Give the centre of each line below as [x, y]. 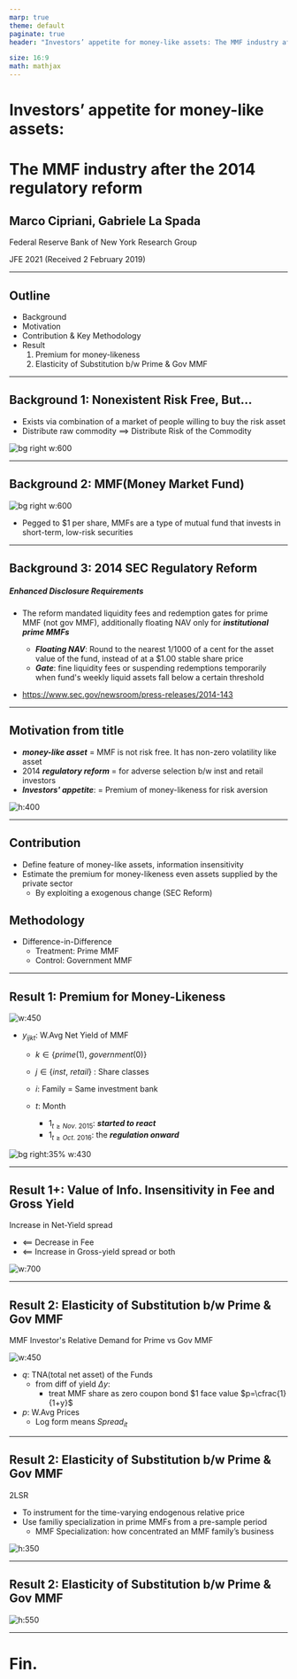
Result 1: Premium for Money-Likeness [118, 996]
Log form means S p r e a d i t [81, 1423]
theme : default [37, 26]
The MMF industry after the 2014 [133, 170]
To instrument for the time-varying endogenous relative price [133, 1512]
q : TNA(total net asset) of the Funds [87, 1375]
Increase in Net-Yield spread [61, 1225]
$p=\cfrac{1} [263, 1394]
